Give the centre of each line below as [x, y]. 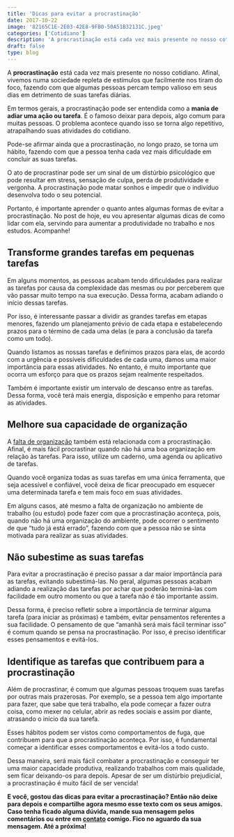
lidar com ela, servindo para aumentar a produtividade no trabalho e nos [111, 223]
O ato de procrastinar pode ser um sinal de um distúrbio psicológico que [111, 173]
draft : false [26, 46]
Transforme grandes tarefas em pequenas [101, 253]
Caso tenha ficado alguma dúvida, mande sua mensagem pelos [101, 812]
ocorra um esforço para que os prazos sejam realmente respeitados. [106, 374]
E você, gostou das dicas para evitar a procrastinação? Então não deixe [112, 796]
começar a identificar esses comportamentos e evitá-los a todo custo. [108, 748]
